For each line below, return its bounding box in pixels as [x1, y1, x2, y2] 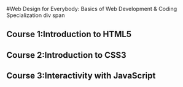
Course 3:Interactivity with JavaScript [6, 71, 156, 81]
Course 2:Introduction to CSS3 [6, 50, 127, 60]
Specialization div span [6, 12, 65, 19]
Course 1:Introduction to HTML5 [6, 29, 132, 40]
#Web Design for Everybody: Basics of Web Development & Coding [6, 5, 177, 12]
